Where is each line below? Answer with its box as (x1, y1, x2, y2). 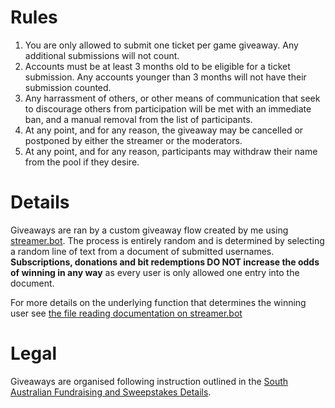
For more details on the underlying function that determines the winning (10, 296, 307, 308)
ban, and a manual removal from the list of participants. (24, 113, 253, 125)
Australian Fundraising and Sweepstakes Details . (10, 386, 212, 398)
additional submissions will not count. (24, 49, 180, 61)
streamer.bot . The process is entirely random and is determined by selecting (10, 234, 325, 246)
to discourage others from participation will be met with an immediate (24, 102, 312, 115)
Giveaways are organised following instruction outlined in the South (10, 375, 289, 387)
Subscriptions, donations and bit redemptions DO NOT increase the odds (10, 256, 320, 268)
